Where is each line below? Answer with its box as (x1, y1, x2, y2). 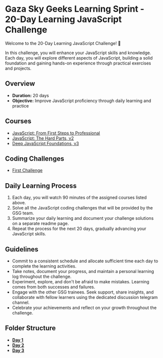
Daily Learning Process (5, 182, 77, 190)
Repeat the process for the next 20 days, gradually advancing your (12, 226, 146, 232)
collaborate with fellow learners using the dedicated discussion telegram (12, 295, 158, 300)
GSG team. (12, 210, 34, 216)
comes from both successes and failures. (12, 284, 95, 290)
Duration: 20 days (12, 92, 49, 98)
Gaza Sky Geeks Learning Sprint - (5, 3, 145, 15)
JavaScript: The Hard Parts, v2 (12, 135, 74, 141)
